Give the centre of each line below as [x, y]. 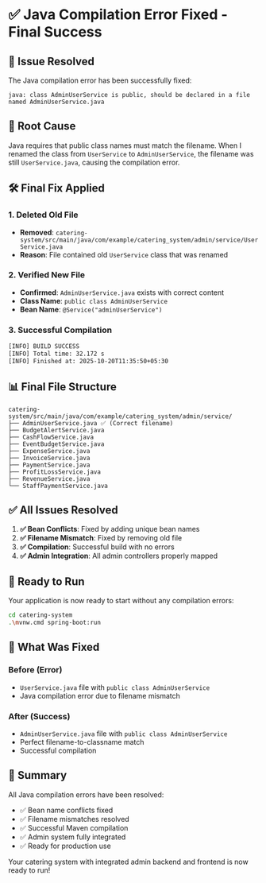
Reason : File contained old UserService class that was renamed [124, 254]
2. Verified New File [47, 275]
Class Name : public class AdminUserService [94, 300]
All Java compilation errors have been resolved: [86, 794]
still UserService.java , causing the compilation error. [94, 162]
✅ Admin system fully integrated [73, 837]
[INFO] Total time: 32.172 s [56, 354]
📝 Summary [38, 775]
